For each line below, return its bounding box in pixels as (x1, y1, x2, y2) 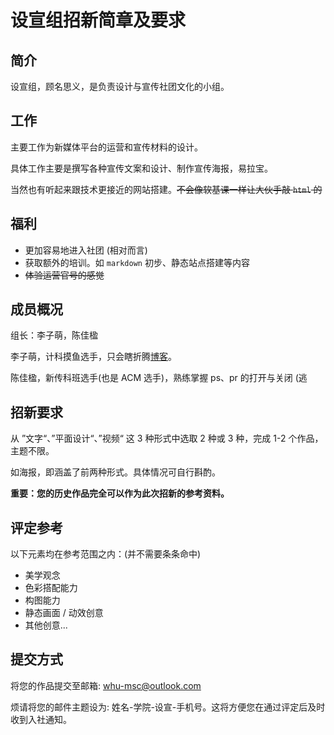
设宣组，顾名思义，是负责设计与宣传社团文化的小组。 (10, 81, 230, 92)
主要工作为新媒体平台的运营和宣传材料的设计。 (10, 141, 203, 153)
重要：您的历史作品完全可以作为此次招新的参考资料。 (10, 487, 230, 500)
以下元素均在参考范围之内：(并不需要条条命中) (10, 548, 202, 560)
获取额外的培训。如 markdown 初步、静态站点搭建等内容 (24, 256, 250, 268)
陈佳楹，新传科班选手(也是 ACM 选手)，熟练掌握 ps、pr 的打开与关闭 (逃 (10, 372, 308, 384)
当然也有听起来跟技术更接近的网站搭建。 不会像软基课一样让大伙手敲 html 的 (10, 183, 323, 195)
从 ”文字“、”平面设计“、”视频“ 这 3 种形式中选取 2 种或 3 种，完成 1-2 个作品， (10, 432, 324, 445)
